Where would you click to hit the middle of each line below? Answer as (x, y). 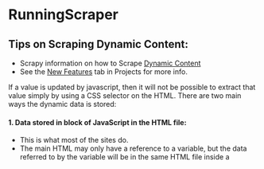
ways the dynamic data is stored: (62, 104)
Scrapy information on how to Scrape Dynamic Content (110, 63)
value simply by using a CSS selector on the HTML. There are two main (125, 96)
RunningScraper (64, 15)
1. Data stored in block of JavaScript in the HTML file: (97, 122)
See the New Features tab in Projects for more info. (104, 72)
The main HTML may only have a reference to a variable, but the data (133, 148)
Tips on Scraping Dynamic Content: (98, 44)
